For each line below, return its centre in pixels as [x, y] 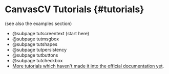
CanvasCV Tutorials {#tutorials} [75, 9]
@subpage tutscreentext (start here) [51, 33]
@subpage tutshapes [35, 44]
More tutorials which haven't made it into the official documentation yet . [88, 66]
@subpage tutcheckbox [37, 60]
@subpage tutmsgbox [36, 39]
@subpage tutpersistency [39, 50]
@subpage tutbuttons [35, 55]
